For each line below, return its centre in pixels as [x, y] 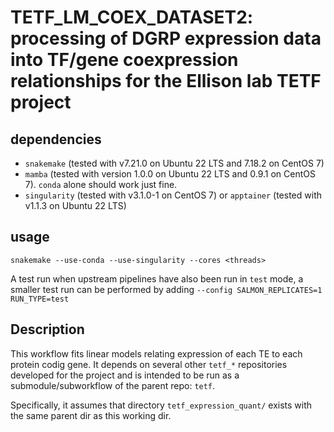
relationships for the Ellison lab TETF [166, 81]
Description [47, 329]
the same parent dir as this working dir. [91, 415]
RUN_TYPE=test [40, 299]
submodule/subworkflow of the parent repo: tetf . [113, 385]
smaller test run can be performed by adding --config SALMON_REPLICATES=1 [166, 289]
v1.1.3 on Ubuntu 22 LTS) [75, 205]
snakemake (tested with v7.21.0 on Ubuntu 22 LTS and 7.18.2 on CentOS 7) [174, 163]
